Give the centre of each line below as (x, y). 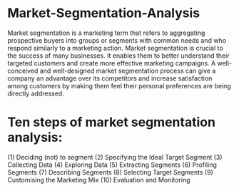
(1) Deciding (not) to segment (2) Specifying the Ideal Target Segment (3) (115, 157)
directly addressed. (36, 93)
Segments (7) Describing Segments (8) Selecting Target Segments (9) (111, 172)
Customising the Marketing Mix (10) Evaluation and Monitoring (99, 180)
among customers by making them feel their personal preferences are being (119, 86)
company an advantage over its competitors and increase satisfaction (110, 78)
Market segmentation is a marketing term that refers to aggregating (106, 33)
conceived (23, 71)
